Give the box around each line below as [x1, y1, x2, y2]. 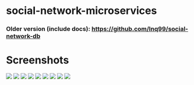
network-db [6, 32, 41, 40]
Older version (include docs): [6, 25, 90, 33]
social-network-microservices [6, 4, 157, 17]
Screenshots [6, 54, 69, 67]
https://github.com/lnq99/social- [91, 25, 188, 33]
